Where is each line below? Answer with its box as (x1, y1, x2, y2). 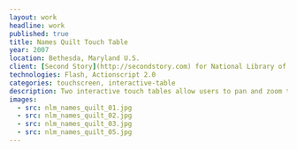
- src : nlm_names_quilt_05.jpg (17, 128, 133, 137)
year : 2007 (9, 46, 49, 55)
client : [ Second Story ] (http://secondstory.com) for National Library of (9, 63, 287, 71)
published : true (9, 29, 69, 38)
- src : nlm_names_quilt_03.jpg (17, 120, 133, 129)
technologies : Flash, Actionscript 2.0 (9, 71, 156, 79)
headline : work (9, 21, 65, 30)
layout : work (9, 12, 57, 22)
